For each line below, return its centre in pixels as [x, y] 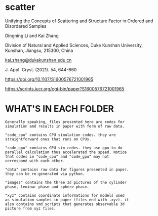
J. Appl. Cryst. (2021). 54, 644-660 [41, 69]
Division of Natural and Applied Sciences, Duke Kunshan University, [74, 45]
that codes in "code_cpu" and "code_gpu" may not [57, 156]
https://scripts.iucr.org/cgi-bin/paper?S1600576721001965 [65, 88]
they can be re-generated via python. [45, 174]
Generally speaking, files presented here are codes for [65, 122]
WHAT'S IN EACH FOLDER [59, 109]
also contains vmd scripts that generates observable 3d [65, 204]
